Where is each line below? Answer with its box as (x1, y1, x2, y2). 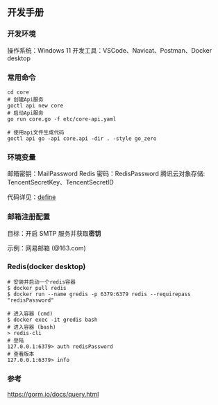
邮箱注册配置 (7, 212, 51, 222)
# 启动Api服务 (7, 110, 44, 117)
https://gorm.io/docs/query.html (7, 390, 99, 399)
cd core (7, 89, 30, 96)
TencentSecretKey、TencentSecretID (7, 178, 115, 187)
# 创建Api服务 (7, 96, 44, 103)
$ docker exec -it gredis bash (7, 316, 98, 323)
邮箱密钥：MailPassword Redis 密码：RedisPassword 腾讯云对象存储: (7, 169, 206, 178)
